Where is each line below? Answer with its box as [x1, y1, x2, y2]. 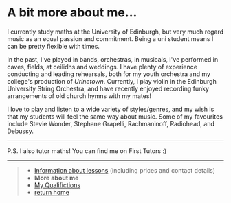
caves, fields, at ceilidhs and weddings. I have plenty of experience [7, 62, 198, 71]
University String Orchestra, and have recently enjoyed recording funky [7, 84, 210, 93]
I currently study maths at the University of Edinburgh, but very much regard [7, 27, 223, 36]
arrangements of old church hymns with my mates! [7, 91, 152, 100]
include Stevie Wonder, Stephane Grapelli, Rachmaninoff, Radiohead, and [7, 119, 215, 128]
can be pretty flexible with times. [7, 42, 100, 50]
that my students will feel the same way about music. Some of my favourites [7, 112, 223, 121]
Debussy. [7, 127, 34, 135]
